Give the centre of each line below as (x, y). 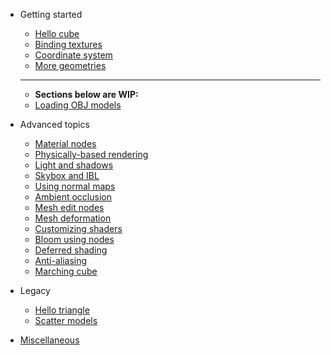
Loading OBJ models (78, 105)
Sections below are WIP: (86, 94)
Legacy (35, 290)
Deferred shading (71, 250)
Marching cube (66, 271)
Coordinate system (73, 55)
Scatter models (66, 320)
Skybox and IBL (67, 175)
